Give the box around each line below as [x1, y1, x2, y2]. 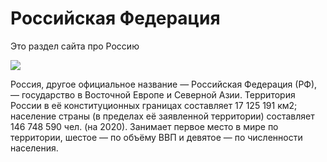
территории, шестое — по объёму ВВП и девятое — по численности [10, 131, 303, 143]
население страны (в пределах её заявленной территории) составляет [10, 110, 315, 122]
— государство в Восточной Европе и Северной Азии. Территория [10, 88, 296, 101]
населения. [10, 142, 59, 154]
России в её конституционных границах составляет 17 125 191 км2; [10, 99, 298, 111]
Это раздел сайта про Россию [10, 40, 140, 52]
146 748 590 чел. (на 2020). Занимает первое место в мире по [10, 120, 279, 132]
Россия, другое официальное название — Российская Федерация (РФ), [10, 78, 318, 90]
